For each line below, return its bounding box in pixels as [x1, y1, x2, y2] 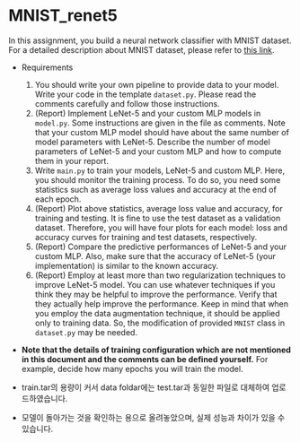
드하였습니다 [21, 393, 66, 403]
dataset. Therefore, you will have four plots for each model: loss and [34, 221, 288, 233]
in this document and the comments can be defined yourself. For [21, 353, 269, 364]
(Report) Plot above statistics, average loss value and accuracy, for [34, 203, 284, 213]
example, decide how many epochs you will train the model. [21, 363, 243, 374]
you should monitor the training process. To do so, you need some [34, 174, 281, 185]
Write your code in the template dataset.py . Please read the [34, 89, 257, 100]
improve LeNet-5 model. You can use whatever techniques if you [34, 279, 276, 290]
